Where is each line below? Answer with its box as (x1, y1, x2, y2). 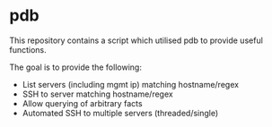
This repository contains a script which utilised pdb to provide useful (9, 35, 263, 46)
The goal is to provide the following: (9, 62, 142, 72)
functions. (9, 44, 47, 55)
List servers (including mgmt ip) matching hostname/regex (22, 79, 240, 89)
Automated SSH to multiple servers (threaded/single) (22, 107, 219, 118)
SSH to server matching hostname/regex (22, 89, 173, 99)
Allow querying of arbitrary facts (22, 97, 143, 108)
